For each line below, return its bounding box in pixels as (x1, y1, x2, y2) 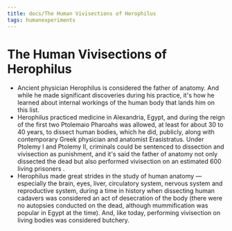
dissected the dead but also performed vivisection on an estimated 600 (17, 157, 222, 166)
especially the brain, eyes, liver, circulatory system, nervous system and (17, 179, 223, 187)
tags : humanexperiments (7, 17, 76, 24)
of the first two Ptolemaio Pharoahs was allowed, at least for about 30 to (17, 120, 224, 129)
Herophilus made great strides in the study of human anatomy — (17, 172, 202, 181)
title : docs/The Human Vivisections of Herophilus (7, 10, 157, 17)
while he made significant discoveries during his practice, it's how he (17, 91, 215, 100)
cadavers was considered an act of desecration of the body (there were (17, 194, 223, 203)
